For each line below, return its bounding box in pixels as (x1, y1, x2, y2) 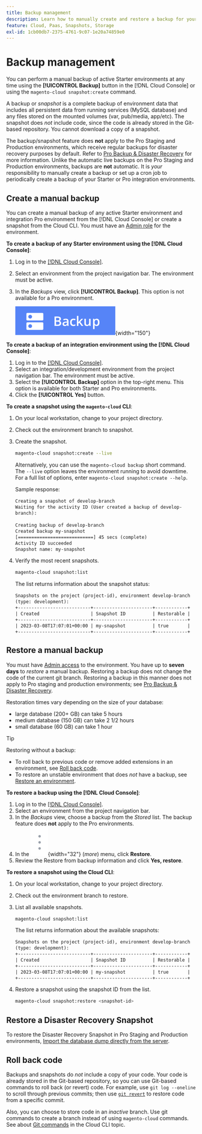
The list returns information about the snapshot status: (14, 580, 150, 587)
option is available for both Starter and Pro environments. (14, 385, 157, 392)
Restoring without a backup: (6, 746, 76, 754)
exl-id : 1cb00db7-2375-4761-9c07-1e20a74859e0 (6, 29, 125, 35)
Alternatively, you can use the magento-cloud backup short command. (14, 461, 186, 468)
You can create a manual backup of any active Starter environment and (6, 209, 183, 216)
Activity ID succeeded (14, 540, 72, 546)
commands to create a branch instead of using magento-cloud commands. (6, 1114, 189, 1121)
